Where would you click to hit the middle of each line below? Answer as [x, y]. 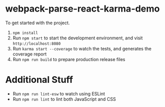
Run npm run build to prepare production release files [69, 59]
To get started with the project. [38, 23]
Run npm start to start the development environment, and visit [78, 38]
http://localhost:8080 [37, 43]
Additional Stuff [39, 80]
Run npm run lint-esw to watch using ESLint [59, 93]
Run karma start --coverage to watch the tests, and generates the [82, 48]
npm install [25, 33]
